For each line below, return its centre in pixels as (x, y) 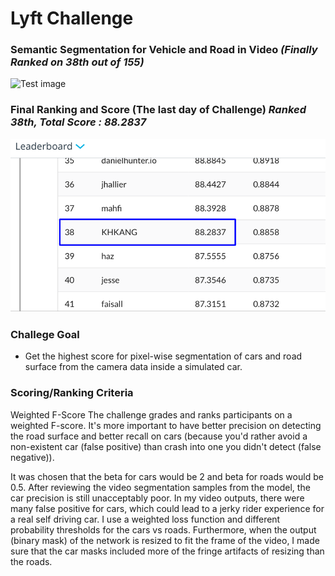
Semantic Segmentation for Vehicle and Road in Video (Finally (164, 50)
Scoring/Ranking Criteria (72, 393)
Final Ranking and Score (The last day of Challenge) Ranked (158, 110)
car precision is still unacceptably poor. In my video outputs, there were (157, 498)
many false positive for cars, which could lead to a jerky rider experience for (167, 508)
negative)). (32, 457)
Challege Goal (45, 334)
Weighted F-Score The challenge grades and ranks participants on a (151, 414)
